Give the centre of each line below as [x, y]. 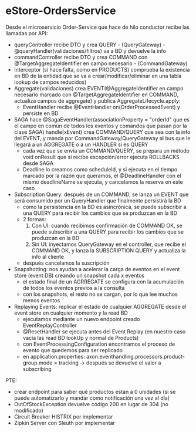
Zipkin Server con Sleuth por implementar [65, 423]
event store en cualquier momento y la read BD [71, 313]
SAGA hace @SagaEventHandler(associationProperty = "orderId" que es [102, 119]
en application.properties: [54, 356]
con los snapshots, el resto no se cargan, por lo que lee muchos [100, 294]
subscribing [37, 369]
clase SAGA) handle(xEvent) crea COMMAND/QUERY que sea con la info [102, 132]
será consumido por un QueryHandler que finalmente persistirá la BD [97, 200]
